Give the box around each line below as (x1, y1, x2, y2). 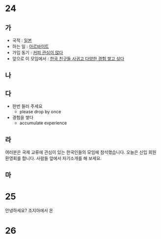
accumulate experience (19, 120, 67, 126)
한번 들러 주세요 (12, 103, 43, 109)
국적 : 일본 (12, 38, 32, 43)
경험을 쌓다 (12, 115, 34, 120)
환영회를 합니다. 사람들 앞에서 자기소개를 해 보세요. (5, 156, 102, 161)
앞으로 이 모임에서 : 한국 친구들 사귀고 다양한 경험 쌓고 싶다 (12, 56, 125, 61)
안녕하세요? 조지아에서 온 (5, 208, 53, 214)
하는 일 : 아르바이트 (12, 43, 49, 49)
